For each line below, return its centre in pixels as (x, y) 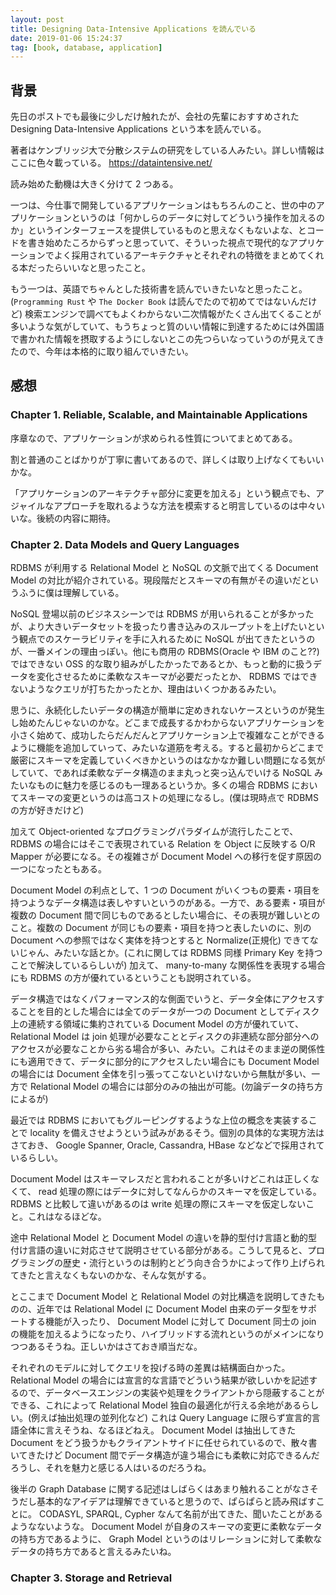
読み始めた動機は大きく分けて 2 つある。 (94, 184)
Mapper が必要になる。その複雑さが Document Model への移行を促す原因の (166, 857)
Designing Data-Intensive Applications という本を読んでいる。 (138, 129)
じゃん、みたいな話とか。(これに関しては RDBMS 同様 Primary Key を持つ (170, 953)
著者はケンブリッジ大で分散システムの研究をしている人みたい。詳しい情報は (167, 150)
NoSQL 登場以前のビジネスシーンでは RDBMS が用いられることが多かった (162, 614)
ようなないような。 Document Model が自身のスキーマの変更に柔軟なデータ (166, 1527)
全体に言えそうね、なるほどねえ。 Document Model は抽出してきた (157, 1430)
